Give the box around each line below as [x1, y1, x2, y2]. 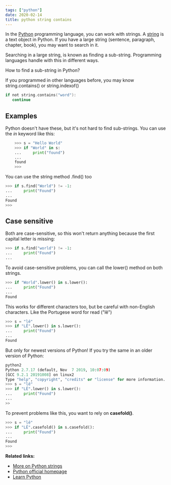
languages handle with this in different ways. [5, 57, 100, 64]
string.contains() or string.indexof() [5, 83, 79, 89]
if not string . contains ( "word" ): [5, 93, 77, 98]
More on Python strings [12, 463, 63, 469]
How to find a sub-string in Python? [5, 67, 80, 73]
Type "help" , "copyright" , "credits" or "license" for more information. [5, 377, 166, 382]
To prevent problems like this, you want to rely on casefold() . [5, 410, 134, 416]
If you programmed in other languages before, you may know [5, 77, 134, 84]
